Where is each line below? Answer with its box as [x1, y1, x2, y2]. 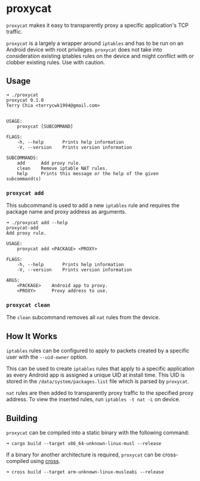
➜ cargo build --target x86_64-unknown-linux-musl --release [6, 440, 162, 446]
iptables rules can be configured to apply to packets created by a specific [6, 347, 190, 355]
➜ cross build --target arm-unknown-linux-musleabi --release [6, 469, 164, 475]
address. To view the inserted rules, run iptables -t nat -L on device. [6, 396, 181, 403]
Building [6, 413, 38, 423]
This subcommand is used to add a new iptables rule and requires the [6, 202, 180, 209]
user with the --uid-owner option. [6, 353, 88, 361]
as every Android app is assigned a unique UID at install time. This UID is [6, 371, 185, 379]
